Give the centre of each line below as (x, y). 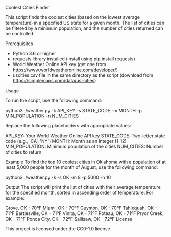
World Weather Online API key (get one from (59, 64)
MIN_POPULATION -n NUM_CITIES (42, 116)
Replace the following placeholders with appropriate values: (68, 126)
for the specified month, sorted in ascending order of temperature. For (79, 192)
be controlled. (20, 34)
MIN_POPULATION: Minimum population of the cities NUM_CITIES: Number (84, 146)
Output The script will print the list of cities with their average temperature (83, 187)
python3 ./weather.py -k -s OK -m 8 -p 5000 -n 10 (58, 177)
